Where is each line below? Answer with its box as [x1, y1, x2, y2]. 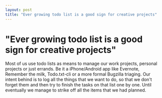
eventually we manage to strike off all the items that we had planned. [5, 87, 147, 93]
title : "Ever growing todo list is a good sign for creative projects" [5, 12, 157, 17]
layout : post [5, 7, 32, 12]
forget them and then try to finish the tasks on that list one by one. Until [5, 82, 152, 88]
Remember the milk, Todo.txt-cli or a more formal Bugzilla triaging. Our [5, 71, 151, 77]
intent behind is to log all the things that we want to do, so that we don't [5, 76, 152, 82]
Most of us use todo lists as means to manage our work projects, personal [5, 60, 158, 66]
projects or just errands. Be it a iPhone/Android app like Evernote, [5, 66, 140, 72]
